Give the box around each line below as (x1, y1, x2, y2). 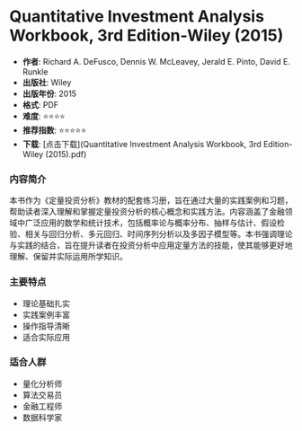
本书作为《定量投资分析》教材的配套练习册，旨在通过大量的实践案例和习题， (9, 195, 293, 206)
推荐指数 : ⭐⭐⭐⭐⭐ (22, 124, 87, 136)
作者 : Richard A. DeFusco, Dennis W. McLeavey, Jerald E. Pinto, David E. (22, 56, 290, 66)
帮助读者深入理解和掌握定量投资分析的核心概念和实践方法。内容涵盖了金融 (9, 207, 285, 217)
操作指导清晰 (22, 321, 70, 331)
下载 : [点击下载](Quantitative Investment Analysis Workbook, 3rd (22, 138, 262, 149)
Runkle (22, 66, 49, 77)
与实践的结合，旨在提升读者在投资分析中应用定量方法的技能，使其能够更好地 (9, 240, 293, 251)
